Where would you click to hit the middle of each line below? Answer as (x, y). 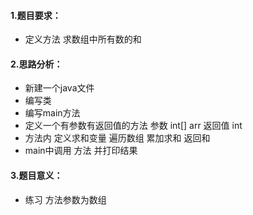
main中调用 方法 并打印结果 (81, 151)
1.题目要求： (36, 15)
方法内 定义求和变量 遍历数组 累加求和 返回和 (117, 138)
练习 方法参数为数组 (65, 199)
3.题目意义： (36, 175)
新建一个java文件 (59, 88)
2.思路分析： (36, 64)
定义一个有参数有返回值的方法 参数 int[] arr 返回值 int (133, 126)
